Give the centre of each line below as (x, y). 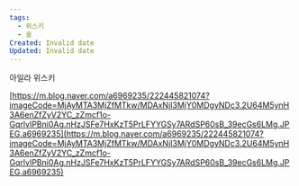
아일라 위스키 (32, 78)
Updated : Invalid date (52, 51)
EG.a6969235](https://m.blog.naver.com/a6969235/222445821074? (136, 134)
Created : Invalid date (52, 43)
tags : (19, 18)
